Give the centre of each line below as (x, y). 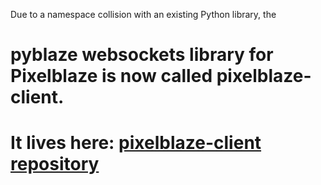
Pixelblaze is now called (111, 76)
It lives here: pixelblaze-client (136, 143)
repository (55, 164)
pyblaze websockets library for (142, 55)
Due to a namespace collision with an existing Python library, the (143, 14)
